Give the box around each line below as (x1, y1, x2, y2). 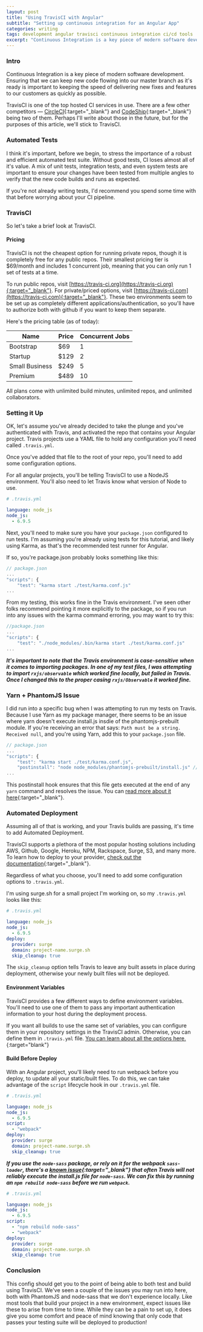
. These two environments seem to (106, 294, 192, 301)
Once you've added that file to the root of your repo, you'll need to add (6, 454, 182, 461)
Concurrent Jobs (79, 332, 130, 341)
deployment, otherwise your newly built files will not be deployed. (6, 970, 170, 977)
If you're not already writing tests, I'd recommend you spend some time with (6, 187, 196, 194)
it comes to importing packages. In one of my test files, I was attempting (6, 663, 192, 671)
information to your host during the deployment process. (6, 1010, 147, 1017)
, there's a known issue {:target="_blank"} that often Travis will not (22, 1166, 195, 1173)
